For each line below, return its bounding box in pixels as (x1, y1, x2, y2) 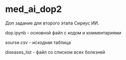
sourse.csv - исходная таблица (5, 39, 71, 45)
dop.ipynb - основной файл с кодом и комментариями (5, 29, 121, 35)
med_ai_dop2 (5, 3, 62, 15)
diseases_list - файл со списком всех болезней (5, 49, 105, 55)
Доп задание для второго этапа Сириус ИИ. (5, 20, 99, 26)
